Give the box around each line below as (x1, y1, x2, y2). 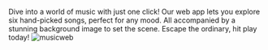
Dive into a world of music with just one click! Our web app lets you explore (8, 7, 261, 16)
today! (8, 32, 30, 42)
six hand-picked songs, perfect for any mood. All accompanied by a (8, 15, 236, 25)
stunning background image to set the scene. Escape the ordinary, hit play (8, 24, 257, 33)
